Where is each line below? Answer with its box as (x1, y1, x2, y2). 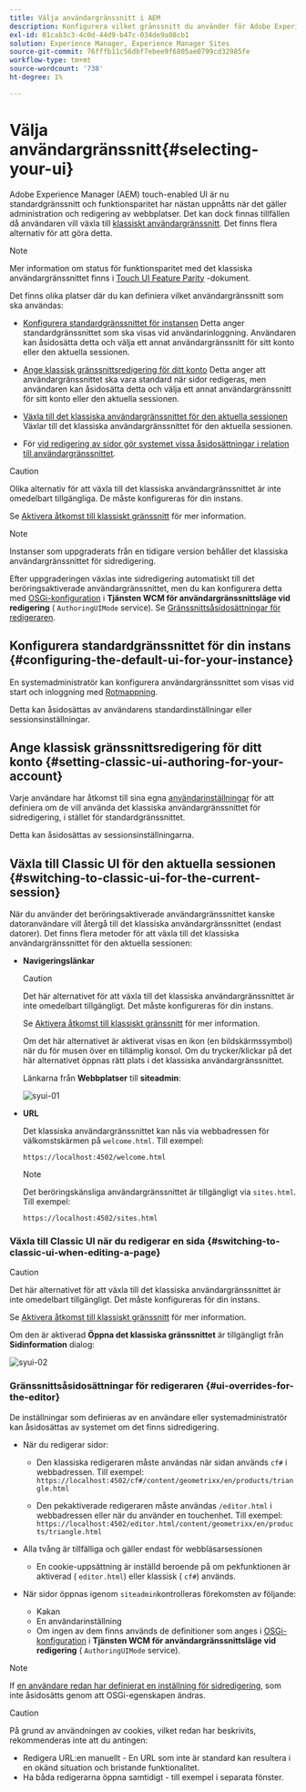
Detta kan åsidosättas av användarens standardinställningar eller (9, 703, 252, 715)
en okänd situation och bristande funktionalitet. (22, 1762, 200, 1773)
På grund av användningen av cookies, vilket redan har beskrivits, (9, 1725, 257, 1736)
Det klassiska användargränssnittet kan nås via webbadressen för (22, 1126, 270, 1137)
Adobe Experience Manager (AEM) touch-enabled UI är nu (9, 189, 229, 200)
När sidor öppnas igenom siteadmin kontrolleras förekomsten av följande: (22, 1588, 297, 1599)
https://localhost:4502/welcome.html (22, 1153, 167, 1162)
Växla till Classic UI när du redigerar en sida (9, 1235, 206, 1248)
